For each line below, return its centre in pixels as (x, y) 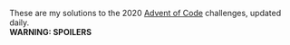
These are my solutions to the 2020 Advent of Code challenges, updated (145, 13)
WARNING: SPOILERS (51, 32)
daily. (19, 22)
